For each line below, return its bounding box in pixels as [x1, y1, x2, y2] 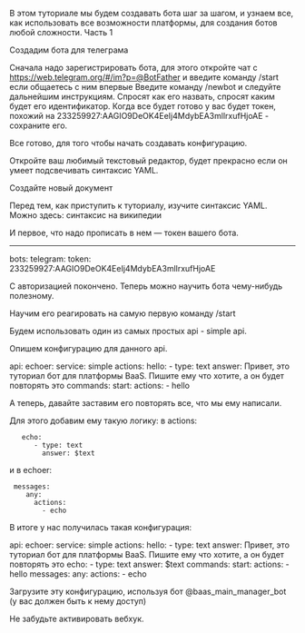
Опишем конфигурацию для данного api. [9, 343, 168, 353]
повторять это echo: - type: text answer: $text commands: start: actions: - [9, 559, 290, 569]
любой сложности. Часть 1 [9, 27, 113, 37]
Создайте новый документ [9, 183, 113, 193]
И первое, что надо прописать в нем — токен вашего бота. [9, 227, 239, 238]
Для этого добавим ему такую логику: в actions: [9, 415, 198, 426]
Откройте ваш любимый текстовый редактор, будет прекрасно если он [9, 155, 288, 166]
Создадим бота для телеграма [9, 45, 129, 55]
